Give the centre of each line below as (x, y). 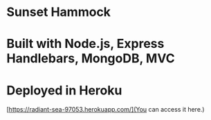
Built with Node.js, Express (85, 44)
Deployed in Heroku (64, 90)
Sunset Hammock (59, 12)
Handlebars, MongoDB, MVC (91, 59)
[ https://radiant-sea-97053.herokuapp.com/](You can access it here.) (105, 110)
